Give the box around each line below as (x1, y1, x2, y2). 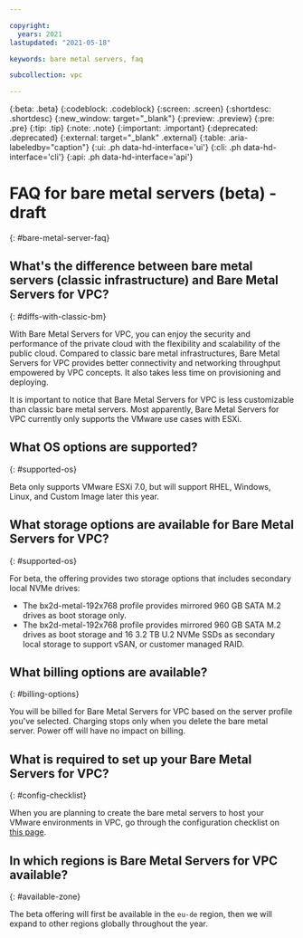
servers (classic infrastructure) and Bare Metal (9, 273, 279, 288)
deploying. (9, 377, 49, 388)
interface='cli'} (9, 151, 65, 163)
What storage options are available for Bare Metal (9, 517, 295, 532)
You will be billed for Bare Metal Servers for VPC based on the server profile (9, 706, 293, 717)
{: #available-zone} (9, 891, 81, 902)
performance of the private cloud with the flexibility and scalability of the (9, 338, 280, 349)
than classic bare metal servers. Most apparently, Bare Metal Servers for (9, 404, 279, 415)
